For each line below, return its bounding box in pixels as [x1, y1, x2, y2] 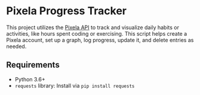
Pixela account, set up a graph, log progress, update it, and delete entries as [6, 36, 194, 43]
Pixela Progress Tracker [6, 4, 127, 18]
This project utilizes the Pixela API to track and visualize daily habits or [6, 24, 180, 31]
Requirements [6, 60, 60, 70]
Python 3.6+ [14, 75, 46, 83]
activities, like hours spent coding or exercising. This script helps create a [6, 30, 187, 37]
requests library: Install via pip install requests [14, 82, 135, 89]
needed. [6, 43, 27, 50]
